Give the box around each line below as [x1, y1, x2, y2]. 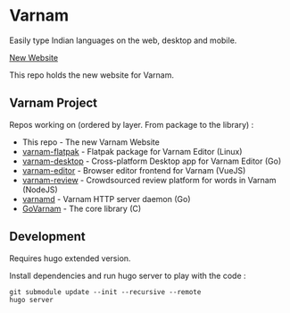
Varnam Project [9, 96, 98, 111]
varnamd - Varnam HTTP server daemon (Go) [21, 193, 191, 204]
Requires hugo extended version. [9, 252, 131, 264]
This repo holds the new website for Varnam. [9, 69, 174, 80]
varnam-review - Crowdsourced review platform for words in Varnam [21, 174, 277, 185]
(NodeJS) [21, 184, 58, 195]
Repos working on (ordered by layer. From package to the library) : [9, 119, 254, 130]
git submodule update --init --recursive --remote [9, 287, 202, 296]
